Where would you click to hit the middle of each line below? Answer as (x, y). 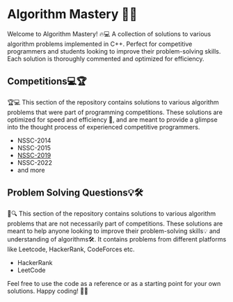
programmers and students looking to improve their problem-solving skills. (114, 51)
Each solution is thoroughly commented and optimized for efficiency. (106, 58)
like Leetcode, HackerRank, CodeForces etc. (71, 249)
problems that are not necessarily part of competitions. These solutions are (115, 223)
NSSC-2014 (34, 140)
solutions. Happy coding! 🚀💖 (48, 291)
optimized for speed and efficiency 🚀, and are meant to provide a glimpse (112, 119)
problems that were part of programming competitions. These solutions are (115, 112)
